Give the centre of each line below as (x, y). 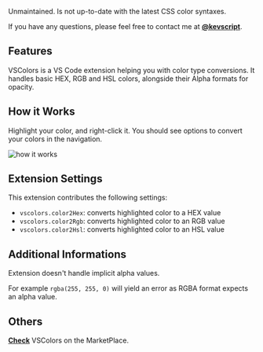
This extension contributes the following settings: (88, 198)
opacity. (21, 86)
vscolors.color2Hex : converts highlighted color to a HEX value (120, 213)
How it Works (42, 112)
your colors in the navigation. (55, 139)
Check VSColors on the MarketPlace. (69, 340)
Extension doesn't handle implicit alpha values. (84, 273)
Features (30, 51)
